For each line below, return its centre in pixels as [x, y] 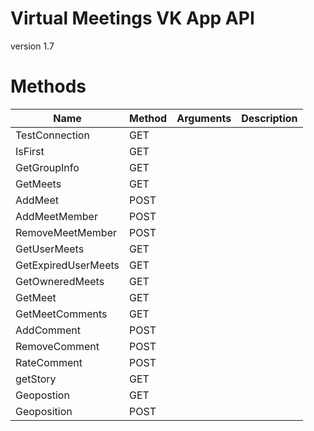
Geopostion [42, 395]
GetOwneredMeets [60, 281]
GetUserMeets [50, 249]
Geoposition [44, 411]
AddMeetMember [56, 216]
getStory [36, 379]
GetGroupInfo [47, 167]
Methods [48, 86]
